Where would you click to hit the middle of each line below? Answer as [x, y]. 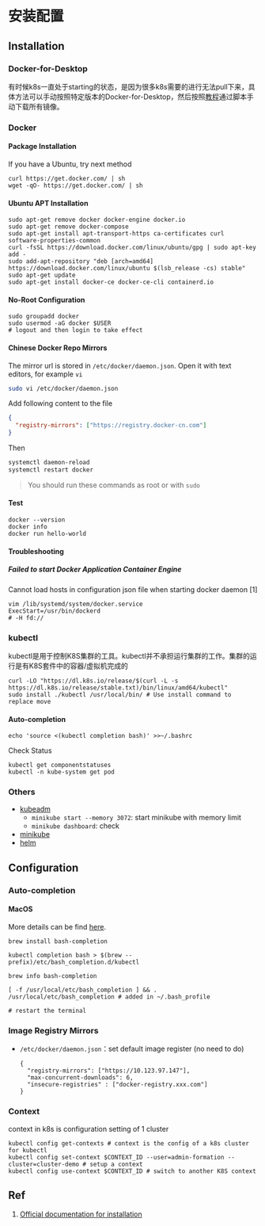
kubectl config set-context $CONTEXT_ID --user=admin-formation [116, 1157]
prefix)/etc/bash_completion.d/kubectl [74, 962]
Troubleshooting [36, 551]
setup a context [117, 1164]
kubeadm [35, 809]
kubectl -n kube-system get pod [61, 772]
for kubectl [28, 1150]
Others [22, 792]
